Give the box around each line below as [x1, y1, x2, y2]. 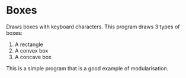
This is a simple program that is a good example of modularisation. [6, 64, 169, 71]
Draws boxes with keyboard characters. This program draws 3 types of [6, 23, 180, 30]
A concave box [14, 53, 52, 60]
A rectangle [14, 41, 43, 48]
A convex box [14, 47, 49, 54]
